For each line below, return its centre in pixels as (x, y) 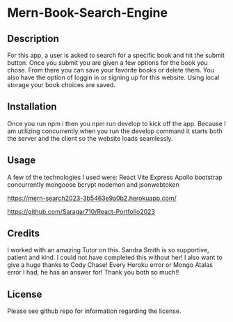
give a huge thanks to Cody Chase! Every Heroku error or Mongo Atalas (110, 265)
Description (33, 39)
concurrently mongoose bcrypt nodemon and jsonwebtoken (93, 184)
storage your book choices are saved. (62, 85)
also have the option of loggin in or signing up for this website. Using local (113, 77)
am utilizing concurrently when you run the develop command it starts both (115, 131)
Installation (32, 107)
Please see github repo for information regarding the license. (94, 311)
